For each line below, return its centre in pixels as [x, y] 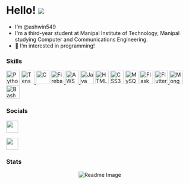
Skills [14, 61]
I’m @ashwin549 [35, 27]
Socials [17, 111]
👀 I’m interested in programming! [55, 46]
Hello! [21, 10]
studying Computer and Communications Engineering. [81, 39]
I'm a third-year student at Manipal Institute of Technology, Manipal [97, 33]
